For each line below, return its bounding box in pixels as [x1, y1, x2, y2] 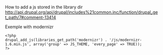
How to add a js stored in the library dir [5, 4, 83, 10]
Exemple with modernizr [5, 24, 54, 30]
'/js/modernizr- [109, 37, 142, 42]
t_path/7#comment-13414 [5, 15, 56, 20]
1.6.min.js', [5, 42, 32, 47]
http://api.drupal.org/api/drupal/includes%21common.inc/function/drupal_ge [5, 9, 158, 15]
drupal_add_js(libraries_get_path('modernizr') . [5, 37, 108, 42]
